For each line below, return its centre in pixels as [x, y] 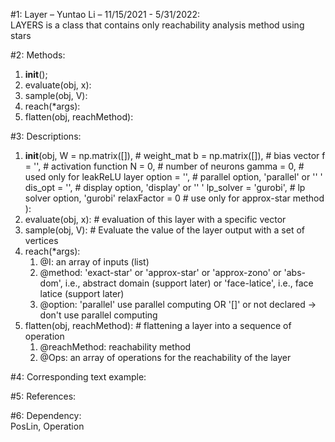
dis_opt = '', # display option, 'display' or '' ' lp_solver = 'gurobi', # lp [165, 187]
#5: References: [43, 396]
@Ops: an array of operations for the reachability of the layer [165, 357]
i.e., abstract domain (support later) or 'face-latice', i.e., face [189, 283]
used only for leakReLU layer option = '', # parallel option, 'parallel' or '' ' [173, 177]
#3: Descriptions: [46, 136]
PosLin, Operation [47, 426]
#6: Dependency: [46, 415]
